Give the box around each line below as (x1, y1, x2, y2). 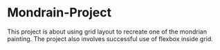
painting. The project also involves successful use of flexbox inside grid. (7, 34, 213, 42)
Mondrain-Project (7, 5, 112, 21)
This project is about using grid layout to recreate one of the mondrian (7, 27, 208, 36)
